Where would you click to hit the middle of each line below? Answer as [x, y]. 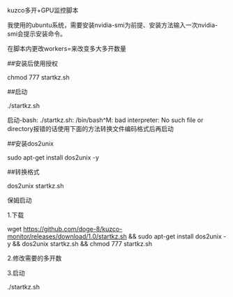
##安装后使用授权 [32, 63]
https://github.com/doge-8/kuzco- [73, 229]
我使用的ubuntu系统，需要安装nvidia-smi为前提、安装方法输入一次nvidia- [113, 25]
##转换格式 [23, 172]
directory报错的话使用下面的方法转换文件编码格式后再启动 [91, 129]
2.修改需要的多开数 [35, 258]
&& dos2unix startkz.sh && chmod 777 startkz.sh [82, 244]
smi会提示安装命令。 [37, 34]
